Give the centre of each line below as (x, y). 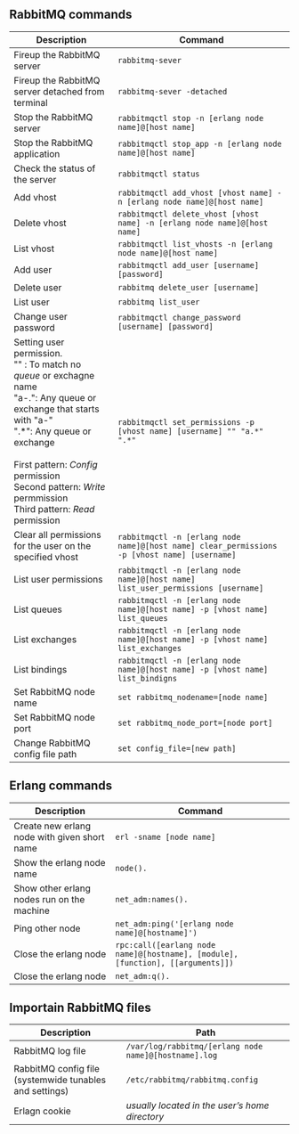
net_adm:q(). (143, 976)
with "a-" (33, 420)
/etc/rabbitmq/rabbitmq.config (192, 1080)
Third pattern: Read (54, 509)
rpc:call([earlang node (166, 945)
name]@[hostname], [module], (177, 954)
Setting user (39, 342)
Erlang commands (61, 786)
